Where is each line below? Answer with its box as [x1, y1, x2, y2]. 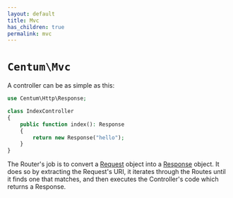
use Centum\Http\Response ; [7, 95, 87, 103]
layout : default [7, 10, 55, 18]
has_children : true [7, 23, 65, 30]
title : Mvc [7, 17, 40, 24]
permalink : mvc [7, 30, 52, 37]
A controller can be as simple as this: [7, 81, 115, 90]
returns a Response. [7, 182, 66, 191]
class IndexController [7, 107, 74, 115]
